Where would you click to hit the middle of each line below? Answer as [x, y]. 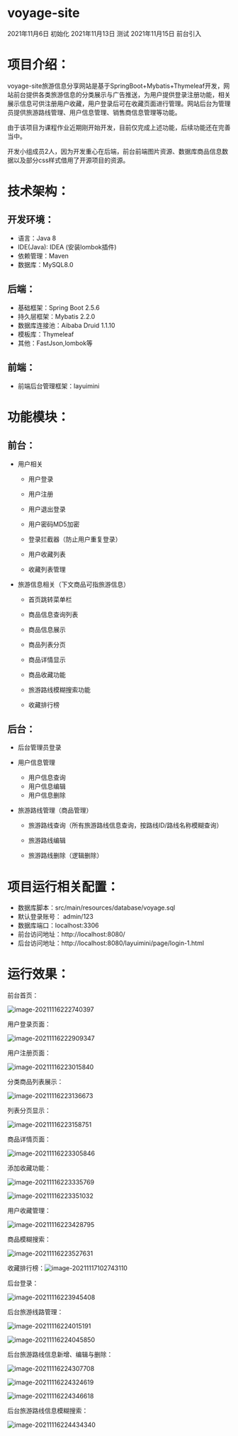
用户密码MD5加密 [54, 524]
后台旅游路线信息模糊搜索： [48, 1410]
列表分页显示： [29, 1111]
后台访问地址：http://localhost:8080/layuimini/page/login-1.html [110, 943]
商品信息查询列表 [53, 614]
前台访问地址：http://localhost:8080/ [71, 934]
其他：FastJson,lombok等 [55, 343]
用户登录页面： [29, 1024]
